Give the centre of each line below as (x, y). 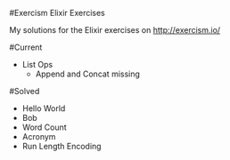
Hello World (44, 108)
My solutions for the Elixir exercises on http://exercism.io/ (115, 30)
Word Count (44, 127)
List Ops (37, 64)
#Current (26, 47)
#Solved (25, 91)
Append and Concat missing (88, 74)
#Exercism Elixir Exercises (57, 13)
